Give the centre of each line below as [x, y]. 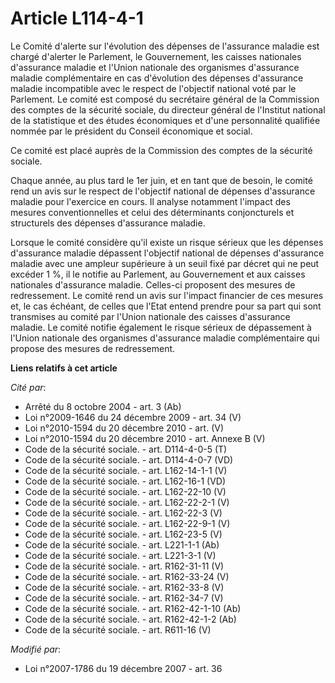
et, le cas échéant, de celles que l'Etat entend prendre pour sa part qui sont [166, 306]
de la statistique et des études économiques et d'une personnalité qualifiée [165, 120]
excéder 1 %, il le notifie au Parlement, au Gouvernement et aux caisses [158, 274]
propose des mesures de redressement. [93, 348]
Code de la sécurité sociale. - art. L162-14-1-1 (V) [126, 470]
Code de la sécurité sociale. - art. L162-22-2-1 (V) [127, 502]
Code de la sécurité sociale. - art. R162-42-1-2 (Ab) [130, 619]
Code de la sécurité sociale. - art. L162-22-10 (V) [125, 491]
